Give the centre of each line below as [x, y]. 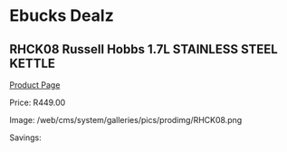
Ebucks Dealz [62, 16]
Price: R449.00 [38, 102]
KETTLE [33, 63]
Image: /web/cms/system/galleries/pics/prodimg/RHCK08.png [126, 120]
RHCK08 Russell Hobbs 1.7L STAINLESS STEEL [143, 49]
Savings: [26, 138]
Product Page [35, 85]
